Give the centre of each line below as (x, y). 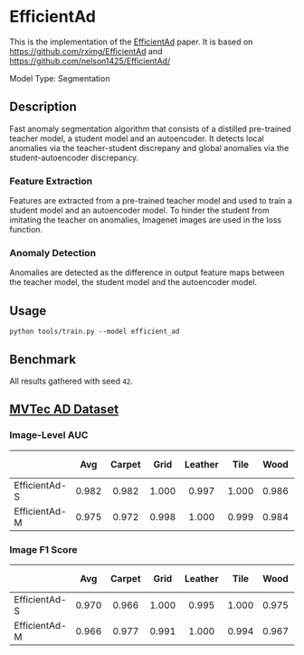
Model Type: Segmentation (60, 78)
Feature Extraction (51, 181)
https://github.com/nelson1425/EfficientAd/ (90, 61)
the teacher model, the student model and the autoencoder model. (133, 282)
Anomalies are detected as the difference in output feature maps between (147, 272)
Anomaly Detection (53, 252)
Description (43, 107)
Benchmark (43, 359)
